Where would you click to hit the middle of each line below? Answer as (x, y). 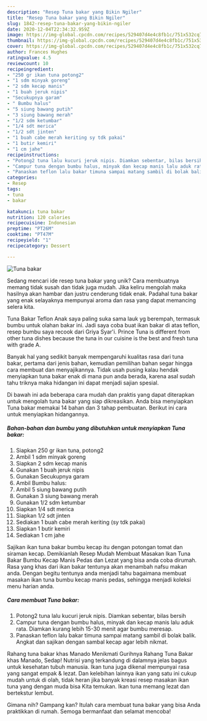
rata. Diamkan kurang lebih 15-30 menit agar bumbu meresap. (94, 629)
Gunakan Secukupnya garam (53, 476)
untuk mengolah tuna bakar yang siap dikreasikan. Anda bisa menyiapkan (100, 401)
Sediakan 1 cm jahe (40, 535)
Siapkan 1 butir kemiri (43, 528)
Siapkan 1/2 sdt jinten (43, 515)
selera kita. (21, 306)
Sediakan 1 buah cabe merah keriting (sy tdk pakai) (81, 522)
